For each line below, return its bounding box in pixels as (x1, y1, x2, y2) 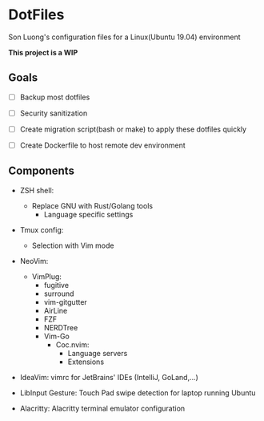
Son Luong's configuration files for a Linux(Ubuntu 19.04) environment (8, 32, 242, 42)
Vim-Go (43, 331, 70, 341)
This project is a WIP (8, 47, 78, 57)
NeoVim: (19, 256, 49, 265)
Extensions (67, 357, 105, 366)
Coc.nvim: (55, 339, 90, 350)
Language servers (67, 348, 128, 358)
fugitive (43, 280, 70, 289)
